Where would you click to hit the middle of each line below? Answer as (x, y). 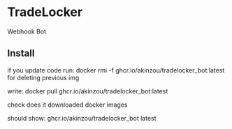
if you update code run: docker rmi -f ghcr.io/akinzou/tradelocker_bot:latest (116, 70)
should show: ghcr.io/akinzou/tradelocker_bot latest (82, 118)
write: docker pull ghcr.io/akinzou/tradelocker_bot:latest (88, 91)
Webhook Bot (27, 31)
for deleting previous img (43, 77)
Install (21, 53)
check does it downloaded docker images (67, 105)
